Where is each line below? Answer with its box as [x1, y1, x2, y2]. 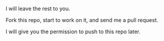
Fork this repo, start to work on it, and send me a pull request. [5, 17, 159, 23]
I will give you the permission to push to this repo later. [5, 28, 141, 35]
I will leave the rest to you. [5, 5, 70, 12]
